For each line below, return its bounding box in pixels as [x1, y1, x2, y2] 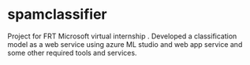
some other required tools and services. [7, 48, 137, 57]
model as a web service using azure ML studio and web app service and [7, 39, 243, 49]
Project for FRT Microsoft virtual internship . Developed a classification [7, 31, 237, 41]
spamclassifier [7, 5, 107, 23]
